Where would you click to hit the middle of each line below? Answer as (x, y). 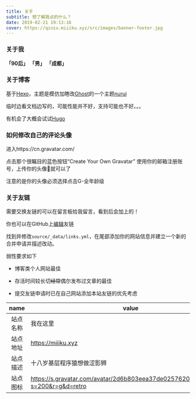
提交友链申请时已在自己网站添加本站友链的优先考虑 (76, 294)
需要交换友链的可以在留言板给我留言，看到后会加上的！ (72, 212)
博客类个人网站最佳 (38, 269)
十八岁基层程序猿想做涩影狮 (69, 363)
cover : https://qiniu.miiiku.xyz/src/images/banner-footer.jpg (85, 28)
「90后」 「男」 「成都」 (36, 63)
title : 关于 (20, 11)
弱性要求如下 (21, 256)
